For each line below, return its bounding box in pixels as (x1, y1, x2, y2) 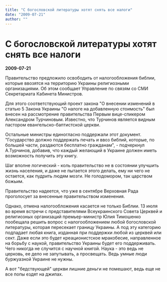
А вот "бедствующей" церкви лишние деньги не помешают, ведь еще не (5, 266, 161, 272)
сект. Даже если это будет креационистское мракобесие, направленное (5, 235, 161, 241)
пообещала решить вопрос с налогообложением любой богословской (5, 219, 156, 225)
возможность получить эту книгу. (5, 153, 78, 159)
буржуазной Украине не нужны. (5, 256, 74, 262)
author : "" (5, 16, 28, 21)
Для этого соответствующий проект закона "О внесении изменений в (5, 100, 155, 106)
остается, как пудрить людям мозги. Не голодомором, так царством (5, 173, 153, 179)
